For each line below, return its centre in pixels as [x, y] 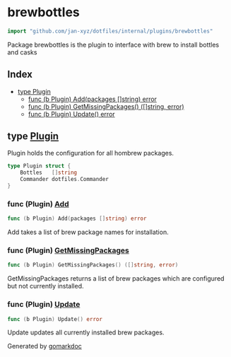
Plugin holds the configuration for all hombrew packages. [91, 153]
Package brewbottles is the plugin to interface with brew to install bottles [113, 45]
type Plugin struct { [39, 166]
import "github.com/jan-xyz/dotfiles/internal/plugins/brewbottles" [110, 31]
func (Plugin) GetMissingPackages [68, 250]
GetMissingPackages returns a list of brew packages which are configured [116, 279]
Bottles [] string [49, 173]
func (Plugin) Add [38, 204]
